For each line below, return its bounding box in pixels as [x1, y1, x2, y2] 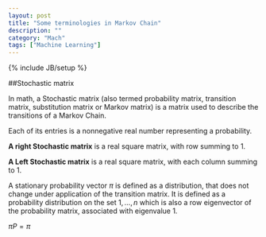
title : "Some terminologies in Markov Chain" [8, 19, 161, 27]
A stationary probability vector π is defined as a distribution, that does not [8, 181, 249, 191]
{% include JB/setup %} [8, 63, 87, 72]
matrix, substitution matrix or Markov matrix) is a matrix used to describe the [8, 103, 259, 112]
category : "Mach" [8, 33, 66, 42]
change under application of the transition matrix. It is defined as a [8, 189, 226, 199]
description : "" [8, 26, 62, 34]
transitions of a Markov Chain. [8, 111, 107, 120]
